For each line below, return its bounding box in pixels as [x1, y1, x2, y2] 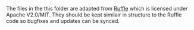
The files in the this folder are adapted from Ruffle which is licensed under [6, 5, 188, 12]
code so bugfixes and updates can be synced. [6, 18, 120, 24]
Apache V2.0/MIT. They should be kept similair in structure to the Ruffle [6, 11, 182, 18]
